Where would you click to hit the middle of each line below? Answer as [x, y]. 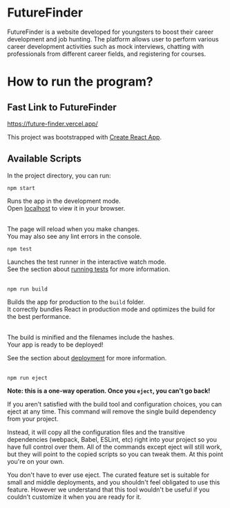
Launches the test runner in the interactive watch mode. [87, 262]
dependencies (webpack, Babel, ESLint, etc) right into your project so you [112, 439]
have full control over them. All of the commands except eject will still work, [115, 447]
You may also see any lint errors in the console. [74, 236]
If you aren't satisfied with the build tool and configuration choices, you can [115, 404]
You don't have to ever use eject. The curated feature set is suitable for [108, 475]
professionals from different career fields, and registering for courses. [107, 54]
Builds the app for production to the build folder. [76, 302]
